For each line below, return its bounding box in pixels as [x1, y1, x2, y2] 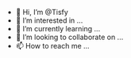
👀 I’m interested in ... [15, 16, 83, 25]
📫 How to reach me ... [15, 42, 90, 50]
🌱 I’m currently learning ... [15, 24, 101, 33]
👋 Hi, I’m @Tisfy [15, 8, 69, 16]
